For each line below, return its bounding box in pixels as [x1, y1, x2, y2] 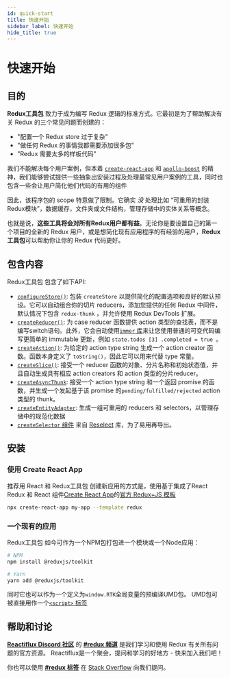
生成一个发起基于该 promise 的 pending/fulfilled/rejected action [35, 386, 220, 394]
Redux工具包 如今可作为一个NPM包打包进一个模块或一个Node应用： [7, 538, 200, 547]
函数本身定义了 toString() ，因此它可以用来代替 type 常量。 [29, 352, 198, 360]
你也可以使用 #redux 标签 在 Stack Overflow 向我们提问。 [7, 664, 170, 672]
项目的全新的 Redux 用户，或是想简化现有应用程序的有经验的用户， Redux [12, 227, 221, 236]
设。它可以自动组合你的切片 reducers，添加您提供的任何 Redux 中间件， [16, 301, 221, 309]
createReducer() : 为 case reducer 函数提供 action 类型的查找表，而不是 [16, 318, 218, 326]
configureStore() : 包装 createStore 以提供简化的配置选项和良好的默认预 [16, 292, 221, 301]
